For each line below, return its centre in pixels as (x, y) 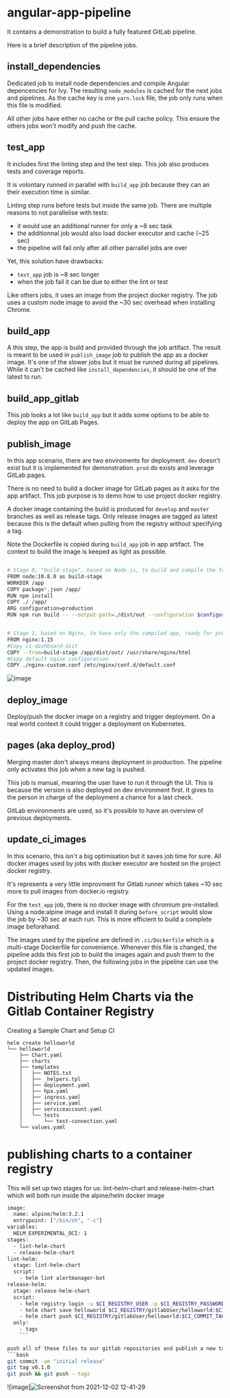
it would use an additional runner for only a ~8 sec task (95, 225)
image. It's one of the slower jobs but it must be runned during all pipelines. (114, 362)
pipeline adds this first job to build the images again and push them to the (111, 954)
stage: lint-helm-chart (47, 1265)
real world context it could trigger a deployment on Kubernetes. (97, 724)
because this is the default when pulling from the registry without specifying (115, 523)
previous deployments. (39, 818)
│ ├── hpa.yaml (44, 1091)
